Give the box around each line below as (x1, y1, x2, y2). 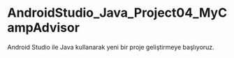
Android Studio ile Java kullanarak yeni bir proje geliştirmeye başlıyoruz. (7, 43, 214, 51)
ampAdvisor (7, 20, 80, 36)
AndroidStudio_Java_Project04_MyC (7, 5, 228, 21)
